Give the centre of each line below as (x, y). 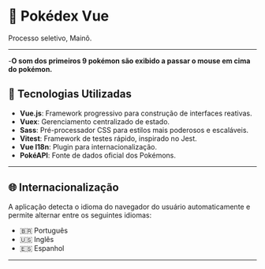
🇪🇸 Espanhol (42, 248)
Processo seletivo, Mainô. (50, 38)
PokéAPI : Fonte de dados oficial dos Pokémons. (97, 155)
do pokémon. (30, 69)
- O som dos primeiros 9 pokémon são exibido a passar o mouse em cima (129, 61)
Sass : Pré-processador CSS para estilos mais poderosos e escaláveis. (134, 130)
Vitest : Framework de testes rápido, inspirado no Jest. (108, 138)
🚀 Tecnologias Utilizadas (70, 94)
